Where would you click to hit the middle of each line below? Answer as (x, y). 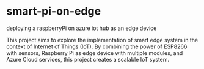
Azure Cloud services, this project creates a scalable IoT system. (88, 59)
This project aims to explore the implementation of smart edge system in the (102, 40)
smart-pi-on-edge (54, 11)
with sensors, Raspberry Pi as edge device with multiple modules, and (95, 53)
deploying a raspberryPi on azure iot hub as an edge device (82, 28)
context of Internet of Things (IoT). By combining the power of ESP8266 (97, 46)
